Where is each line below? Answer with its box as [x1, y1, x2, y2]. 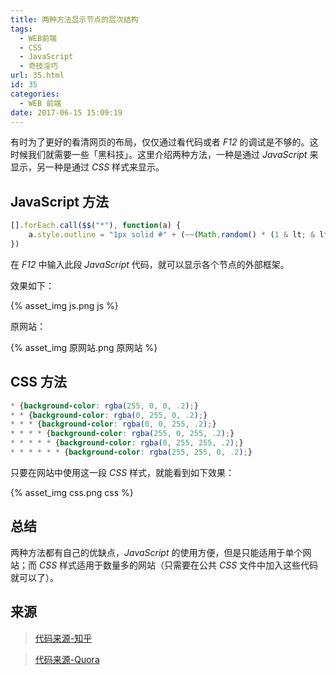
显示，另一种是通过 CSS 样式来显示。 [10, 161, 165, 173]
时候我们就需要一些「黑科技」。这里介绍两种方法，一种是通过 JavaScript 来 [10, 149, 319, 161]
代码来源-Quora [34, 653, 100, 665]
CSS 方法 [10, 374, 68, 391]
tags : [10, 24, 33, 34]
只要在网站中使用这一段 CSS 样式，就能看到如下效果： [10, 466, 235, 478]
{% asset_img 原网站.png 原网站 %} [10, 341, 158, 353]
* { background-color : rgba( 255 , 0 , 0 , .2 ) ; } [10, 401, 199, 411]
